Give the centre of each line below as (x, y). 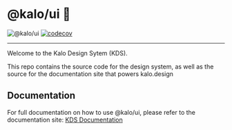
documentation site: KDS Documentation (65, 120)
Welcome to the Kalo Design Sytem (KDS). (67, 53)
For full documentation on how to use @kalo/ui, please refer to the (101, 112)
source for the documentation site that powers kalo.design (90, 74)
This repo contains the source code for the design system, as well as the (110, 66)
